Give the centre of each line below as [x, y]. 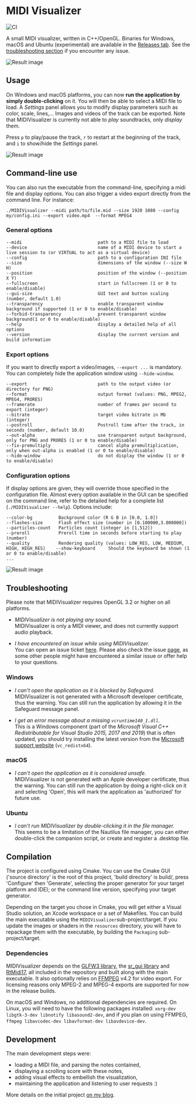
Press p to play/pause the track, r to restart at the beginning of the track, [93, 137]
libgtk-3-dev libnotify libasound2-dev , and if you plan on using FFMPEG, [97, 1015]
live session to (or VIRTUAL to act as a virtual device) [78, 252]
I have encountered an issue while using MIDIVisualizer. [82, 644]
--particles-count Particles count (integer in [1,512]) [80, 528]
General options [29, 230]
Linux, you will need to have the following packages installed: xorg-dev [91, 1009]
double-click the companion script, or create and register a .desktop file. [102, 838]
